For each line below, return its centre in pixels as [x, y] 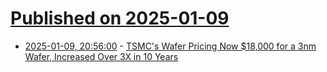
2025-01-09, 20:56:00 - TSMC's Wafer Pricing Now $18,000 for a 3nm [170, 46]
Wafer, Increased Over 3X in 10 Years [101, 56]
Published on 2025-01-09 [120, 18]
